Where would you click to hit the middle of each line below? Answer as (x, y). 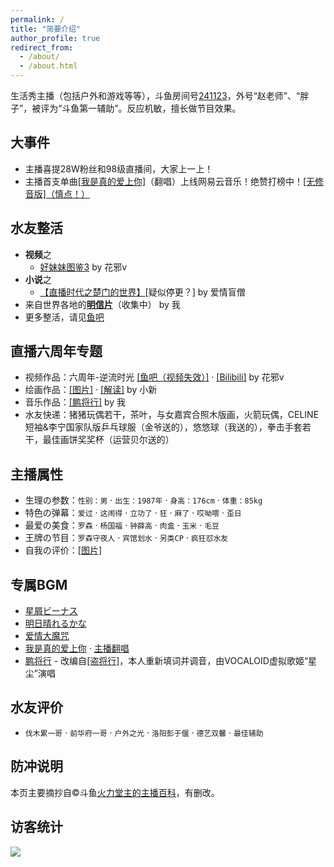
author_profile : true (55, 38)
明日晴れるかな (55, 623)
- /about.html (48, 66)
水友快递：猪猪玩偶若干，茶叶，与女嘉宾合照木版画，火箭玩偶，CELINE (172, 415)
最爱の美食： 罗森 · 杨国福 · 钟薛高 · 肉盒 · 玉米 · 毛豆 (122, 525)
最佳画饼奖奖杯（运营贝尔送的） (108, 440)
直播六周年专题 (56, 351)
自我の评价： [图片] (63, 550)
